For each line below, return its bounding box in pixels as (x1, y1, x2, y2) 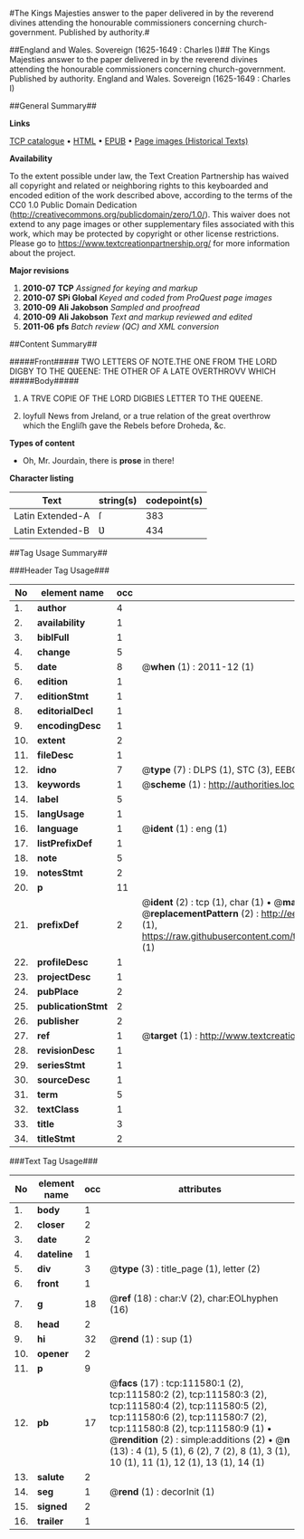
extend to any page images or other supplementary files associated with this (9, 219, 295, 229)
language (37, 823, 79, 835)
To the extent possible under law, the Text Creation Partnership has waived (9, 171, 290, 181)
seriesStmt (37, 1059, 86, 1071)
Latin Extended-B (14, 524, 90, 537)
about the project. (9, 248, 76, 258)
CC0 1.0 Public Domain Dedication (9, 199, 138, 210)
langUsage (37, 808, 85, 820)
